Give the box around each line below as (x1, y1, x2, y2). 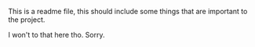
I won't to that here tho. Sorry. (8, 31, 105, 39)
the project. (8, 15, 46, 24)
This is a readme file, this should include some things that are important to (8, 7, 248, 16)
